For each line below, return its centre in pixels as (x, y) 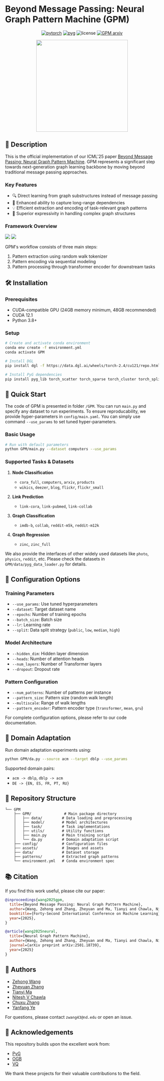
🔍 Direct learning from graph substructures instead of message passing (85, 196)
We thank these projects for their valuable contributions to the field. (73, 1074)
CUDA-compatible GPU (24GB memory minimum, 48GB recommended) (84, 310)
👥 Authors (21, 970)
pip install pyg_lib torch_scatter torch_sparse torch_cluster (71, 379)
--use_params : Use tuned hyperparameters (55, 604)
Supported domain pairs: (30, 768)
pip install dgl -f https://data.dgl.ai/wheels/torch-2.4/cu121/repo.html (83, 366)
